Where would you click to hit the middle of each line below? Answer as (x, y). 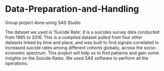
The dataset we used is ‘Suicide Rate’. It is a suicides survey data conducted (82, 32)
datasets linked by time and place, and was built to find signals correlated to (82, 42)
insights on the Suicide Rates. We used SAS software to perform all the (77, 58)
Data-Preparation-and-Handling (72, 9)
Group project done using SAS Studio (43, 23)
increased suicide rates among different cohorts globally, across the (74, 47)
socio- (150, 47)
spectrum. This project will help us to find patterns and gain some (93, 53)
